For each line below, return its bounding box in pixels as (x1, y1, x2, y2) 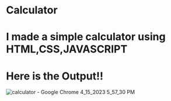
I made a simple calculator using (6, 30, 166, 44)
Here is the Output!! (6, 69, 104, 82)
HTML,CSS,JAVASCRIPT (6, 43, 128, 56)
